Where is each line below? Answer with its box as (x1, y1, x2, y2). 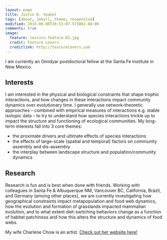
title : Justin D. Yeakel (5, 12, 57, 17)
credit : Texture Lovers (9, 40, 59, 45)
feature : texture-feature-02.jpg (9, 36, 79, 41)
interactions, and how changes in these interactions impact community (5, 97, 151, 103)
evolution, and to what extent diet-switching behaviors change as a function (5, 209, 162, 215)
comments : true (5, 26, 37, 31)
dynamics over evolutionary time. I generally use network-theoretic (5, 102, 143, 108)
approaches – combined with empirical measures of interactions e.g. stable (5, 107, 160, 113)
